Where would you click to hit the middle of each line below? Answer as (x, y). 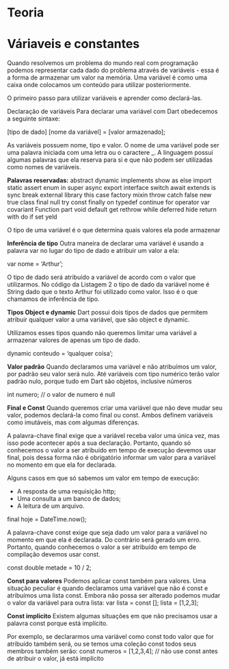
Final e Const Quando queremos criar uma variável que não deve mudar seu (115, 408)
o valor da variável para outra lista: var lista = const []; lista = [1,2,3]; (103, 603)
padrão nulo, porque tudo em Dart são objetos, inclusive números (99, 381)
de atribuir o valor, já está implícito (55, 659)
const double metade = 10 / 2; (49, 568)
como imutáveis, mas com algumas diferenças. (73, 422)
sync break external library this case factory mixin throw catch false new (109, 195)
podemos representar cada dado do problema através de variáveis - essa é (113, 71)
